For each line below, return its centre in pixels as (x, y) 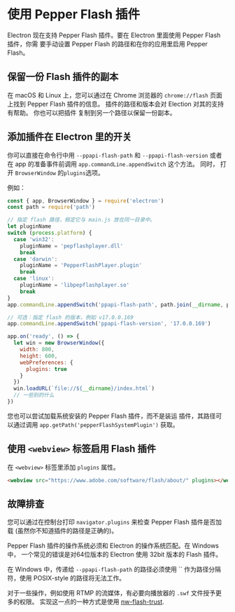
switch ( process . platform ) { (50, 233)
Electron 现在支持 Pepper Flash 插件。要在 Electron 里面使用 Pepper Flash (114, 35)
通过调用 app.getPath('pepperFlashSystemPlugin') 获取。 (96, 424)
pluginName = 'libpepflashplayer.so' (75, 285)
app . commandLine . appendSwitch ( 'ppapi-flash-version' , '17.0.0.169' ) (109, 324)
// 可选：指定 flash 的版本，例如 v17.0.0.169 (71, 317)
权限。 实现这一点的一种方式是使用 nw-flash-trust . (92, 602)
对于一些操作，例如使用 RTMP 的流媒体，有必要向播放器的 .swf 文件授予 (112, 593)
